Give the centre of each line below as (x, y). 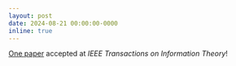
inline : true (31, 31)
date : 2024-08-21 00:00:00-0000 (63, 23)
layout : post (31, 16)
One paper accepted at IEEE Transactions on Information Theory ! (118, 54)
